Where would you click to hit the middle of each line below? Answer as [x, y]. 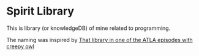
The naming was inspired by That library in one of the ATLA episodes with [99, 40]
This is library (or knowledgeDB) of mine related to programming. [88, 28]
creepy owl [21, 46]
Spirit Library [40, 11]
